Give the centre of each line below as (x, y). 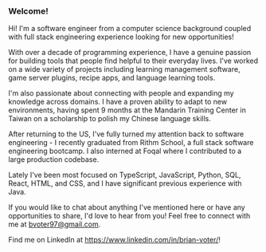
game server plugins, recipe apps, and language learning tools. (112, 78)
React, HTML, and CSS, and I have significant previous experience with (125, 183)
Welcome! (29, 11)
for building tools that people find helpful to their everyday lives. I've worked (133, 61)
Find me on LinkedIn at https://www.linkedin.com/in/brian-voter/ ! (115, 240)
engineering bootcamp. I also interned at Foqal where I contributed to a (125, 151)
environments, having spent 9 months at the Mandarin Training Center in (127, 110)
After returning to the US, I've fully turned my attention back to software (126, 134)
